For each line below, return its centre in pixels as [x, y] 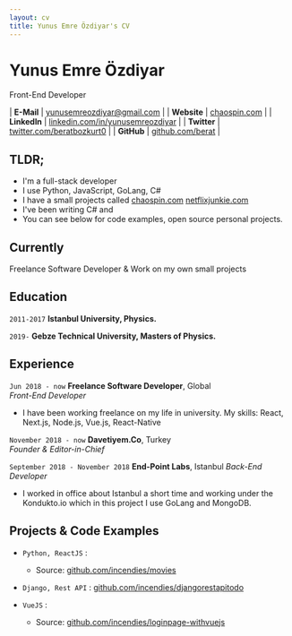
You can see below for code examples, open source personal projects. [153, 219]
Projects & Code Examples [84, 531]
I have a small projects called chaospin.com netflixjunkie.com [135, 200]
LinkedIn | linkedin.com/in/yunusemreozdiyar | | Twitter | [115, 122]
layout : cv [30, 17]
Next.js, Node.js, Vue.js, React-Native [91, 422]
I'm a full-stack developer [69, 181]
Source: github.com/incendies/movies [106, 570]
